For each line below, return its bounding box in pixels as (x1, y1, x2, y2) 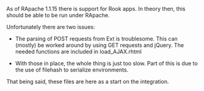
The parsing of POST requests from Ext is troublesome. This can (15, 35, 178, 42)
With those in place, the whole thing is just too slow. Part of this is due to (15, 60, 198, 67)
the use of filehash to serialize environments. (15, 66, 129, 73)
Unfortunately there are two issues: (6, 24, 95, 30)
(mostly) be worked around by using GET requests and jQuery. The (15, 42, 184, 49)
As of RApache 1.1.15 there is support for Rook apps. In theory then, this (6, 5, 186, 12)
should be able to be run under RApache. (6, 12, 110, 19)
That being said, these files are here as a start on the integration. (6, 78, 169, 85)
